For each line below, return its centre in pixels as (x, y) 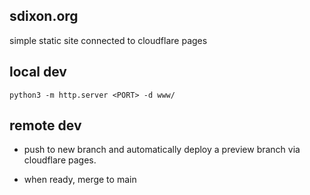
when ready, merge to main (80, 180)
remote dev (45, 125)
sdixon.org (44, 16)
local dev (38, 72)
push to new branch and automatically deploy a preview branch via (162, 150)
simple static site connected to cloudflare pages (108, 40)
